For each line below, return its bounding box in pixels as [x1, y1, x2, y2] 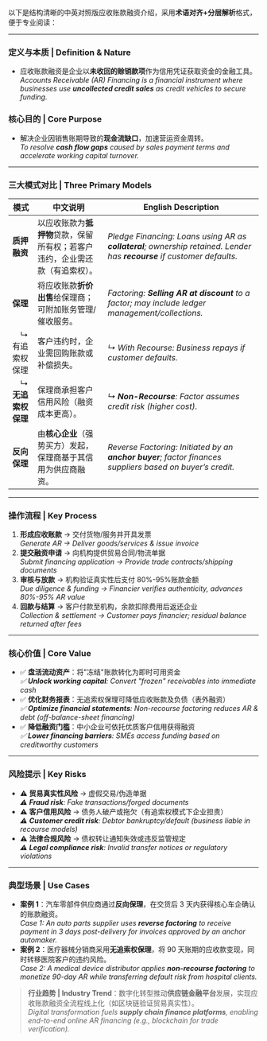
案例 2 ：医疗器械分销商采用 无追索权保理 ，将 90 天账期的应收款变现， [19, 945, 248, 954]
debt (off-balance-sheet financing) [19, 713, 135, 722]
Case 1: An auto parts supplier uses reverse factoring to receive [19, 919, 232, 928]
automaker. [19, 935, 58, 945]
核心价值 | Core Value [8, 648, 91, 659]
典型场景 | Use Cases [8, 880, 90, 891]
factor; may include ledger [107, 297, 207, 309]
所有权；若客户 [37, 241, 94, 252]
